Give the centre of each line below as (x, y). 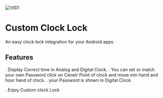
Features (19, 57)
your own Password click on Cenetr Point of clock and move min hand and (82, 74)
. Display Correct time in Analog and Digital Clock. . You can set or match (80, 69)
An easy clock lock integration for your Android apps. (60, 41)
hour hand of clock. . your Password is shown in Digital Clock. (69, 80)
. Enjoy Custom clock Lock (32, 89)
